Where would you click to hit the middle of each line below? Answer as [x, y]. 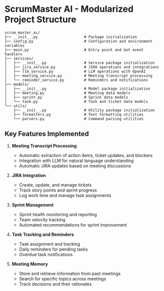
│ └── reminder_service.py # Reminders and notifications [76, 80]
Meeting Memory [30, 264]
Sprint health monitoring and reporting [58, 214]
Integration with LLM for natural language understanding [76, 161]
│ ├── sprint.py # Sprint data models [66, 97]
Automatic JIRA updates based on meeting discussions [75, 165]
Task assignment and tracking [49, 244]
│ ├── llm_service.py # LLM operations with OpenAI [75, 71]
